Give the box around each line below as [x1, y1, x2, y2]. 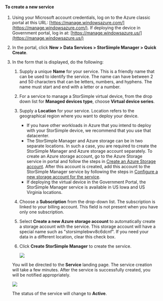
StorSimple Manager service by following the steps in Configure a [26, 169, 158, 174]
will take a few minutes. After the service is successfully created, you [12, 267, 150, 273]
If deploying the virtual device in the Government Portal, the [26, 179, 147, 185]
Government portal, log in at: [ [12, 30, 72, 36]
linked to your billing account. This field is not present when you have [19, 204, 158, 210]
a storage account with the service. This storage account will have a [19, 223, 156, 230]
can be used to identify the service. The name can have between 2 [19, 74, 153, 79]
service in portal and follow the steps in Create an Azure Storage [26, 158, 156, 164]
